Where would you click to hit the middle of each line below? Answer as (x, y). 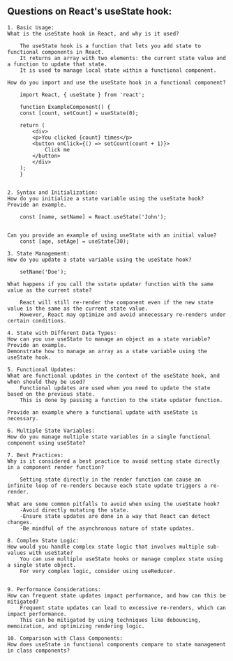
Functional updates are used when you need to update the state (115, 388)
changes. (20, 522)
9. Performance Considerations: (54, 589)
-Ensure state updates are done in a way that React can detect (115, 516)
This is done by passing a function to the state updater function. (121, 400)
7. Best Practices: (36, 455)
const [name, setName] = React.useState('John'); (93, 217)
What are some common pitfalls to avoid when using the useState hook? (113, 504)
